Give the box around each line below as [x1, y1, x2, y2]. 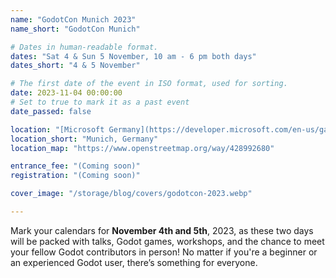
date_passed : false [10, 106, 92, 116]
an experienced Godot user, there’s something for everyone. [10, 256, 258, 268]
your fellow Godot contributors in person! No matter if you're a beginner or [10, 246, 318, 258]
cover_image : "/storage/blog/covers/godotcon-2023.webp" [10, 189, 253, 199]
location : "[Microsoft [10, 124, 105, 135]
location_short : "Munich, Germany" [10, 134, 159, 144]
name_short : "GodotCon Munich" [10, 24, 141, 34]
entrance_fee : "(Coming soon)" [10, 161, 141, 171]
